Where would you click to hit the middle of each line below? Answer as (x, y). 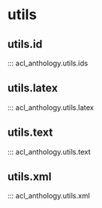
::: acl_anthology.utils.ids (48, 63)
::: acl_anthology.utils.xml (49, 196)
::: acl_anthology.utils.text (49, 151)
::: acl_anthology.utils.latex (51, 107)
